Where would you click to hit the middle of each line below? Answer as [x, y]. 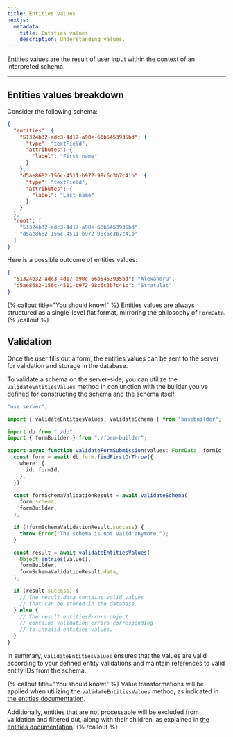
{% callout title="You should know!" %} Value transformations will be [106, 684]
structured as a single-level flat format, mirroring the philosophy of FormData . [116, 312]
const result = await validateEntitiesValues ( [82, 553]
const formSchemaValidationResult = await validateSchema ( [101, 495]
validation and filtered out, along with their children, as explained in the [109, 719]
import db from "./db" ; [42, 432]
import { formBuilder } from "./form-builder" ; [77, 438]
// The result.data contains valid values [82, 597]
